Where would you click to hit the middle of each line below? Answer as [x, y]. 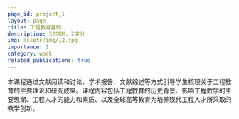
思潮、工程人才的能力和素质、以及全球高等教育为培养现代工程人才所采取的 [122, 99]
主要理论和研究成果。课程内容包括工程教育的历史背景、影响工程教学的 [122, 90]
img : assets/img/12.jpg [43, 41]
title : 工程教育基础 [34, 27]
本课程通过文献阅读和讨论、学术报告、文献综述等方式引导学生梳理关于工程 [116, 81]
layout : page [27, 21]
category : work [30, 54]
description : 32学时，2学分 [46, 34]
